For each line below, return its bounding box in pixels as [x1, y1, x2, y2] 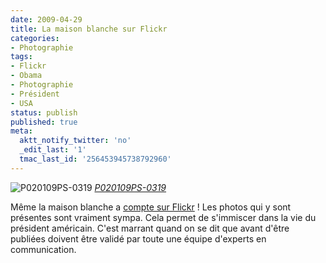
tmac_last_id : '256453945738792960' [19, 154, 172, 164]
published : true [10, 117, 78, 127]
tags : [10, 52, 33, 62]
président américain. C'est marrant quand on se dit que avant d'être [10, 222, 290, 234]
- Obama [10, 71, 43, 81]
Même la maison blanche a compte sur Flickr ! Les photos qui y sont [10, 201, 292, 213]
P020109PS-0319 [94, 181, 167, 193]
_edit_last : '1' [19, 145, 87, 155]
